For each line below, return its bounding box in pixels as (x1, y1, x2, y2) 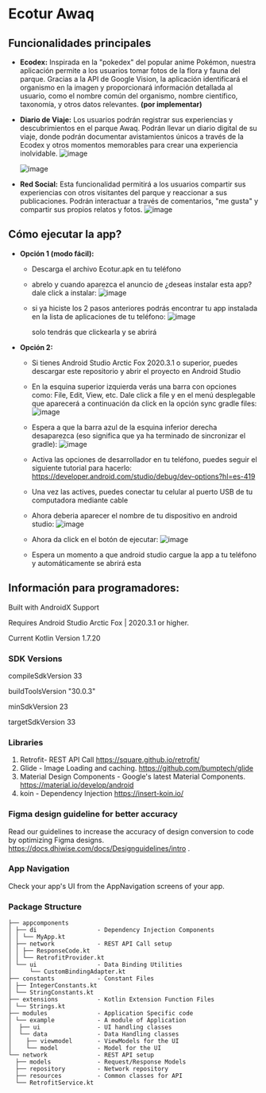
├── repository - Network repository (15, 1065, 169, 1073)
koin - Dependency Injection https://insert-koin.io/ (19, 789, 184, 799)
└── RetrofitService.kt (15, 1079, 94, 1087)
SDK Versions (8, 652, 63, 664)
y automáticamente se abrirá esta (31, 558, 141, 568)
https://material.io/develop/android (19, 780, 134, 790)
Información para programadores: (8, 581, 180, 595)
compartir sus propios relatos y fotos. (19, 205, 143, 214)
